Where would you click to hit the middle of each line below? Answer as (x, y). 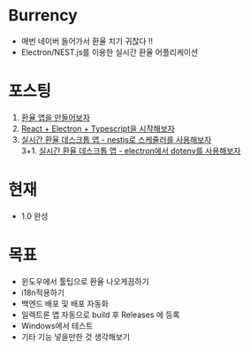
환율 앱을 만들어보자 (55, 117)
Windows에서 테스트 (57, 325)
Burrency (43, 16)
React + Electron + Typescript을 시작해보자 (98, 128)
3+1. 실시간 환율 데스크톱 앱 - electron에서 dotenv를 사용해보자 (131, 151)
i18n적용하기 (43, 292)
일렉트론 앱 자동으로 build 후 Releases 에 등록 (100, 315)
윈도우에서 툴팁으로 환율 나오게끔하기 (85, 281)
